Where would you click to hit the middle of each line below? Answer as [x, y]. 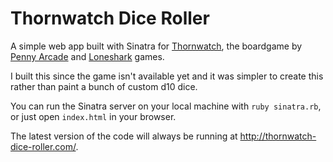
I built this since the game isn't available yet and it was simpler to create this [167, 76]
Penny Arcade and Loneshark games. [87, 56]
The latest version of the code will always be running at [124, 136]
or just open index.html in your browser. [93, 116]
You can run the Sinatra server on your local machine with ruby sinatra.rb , [166, 106]
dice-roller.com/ [43, 146]
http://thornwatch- [278, 136]
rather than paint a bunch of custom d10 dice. [104, 86]
